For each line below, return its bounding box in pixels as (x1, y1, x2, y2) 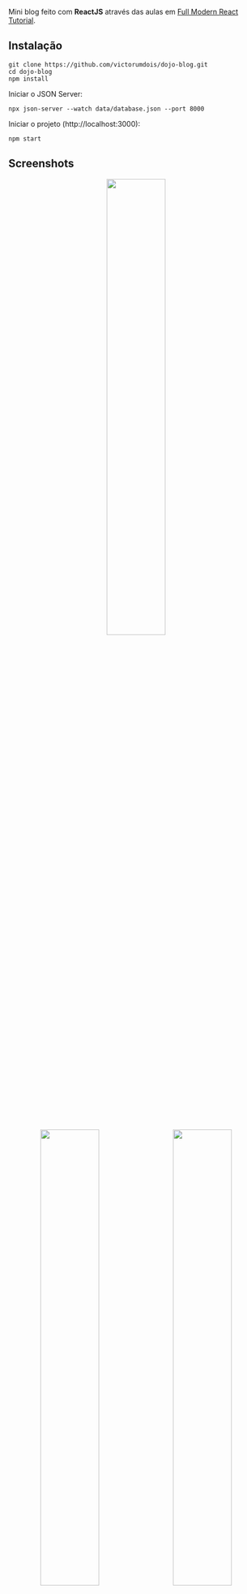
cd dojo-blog (8, 67, 53, 76)
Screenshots (8, 157, 75, 171)
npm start (8, 134, 42, 143)
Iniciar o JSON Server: (8, 89, 83, 98)
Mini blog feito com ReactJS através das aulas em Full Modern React (8, 7, 239, 16)
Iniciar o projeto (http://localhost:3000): (8, 119, 140, 128)
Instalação (8, 39, 63, 53)
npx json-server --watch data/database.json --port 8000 (8, 105, 205, 113)
